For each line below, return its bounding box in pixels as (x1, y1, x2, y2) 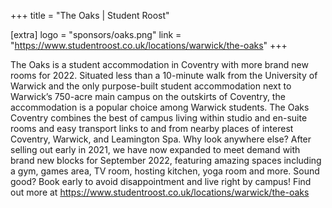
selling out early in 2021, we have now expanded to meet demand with (10, 144, 301, 155)
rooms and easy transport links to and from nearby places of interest (10, 123, 294, 134)
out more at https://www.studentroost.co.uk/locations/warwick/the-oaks (10, 186, 310, 198)
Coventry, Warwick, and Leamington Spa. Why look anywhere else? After (10, 133, 312, 145)
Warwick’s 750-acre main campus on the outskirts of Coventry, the (10, 91, 286, 102)
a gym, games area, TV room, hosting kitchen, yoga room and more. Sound (10, 165, 320, 177)
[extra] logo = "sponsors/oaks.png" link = (10, 29, 182, 40)
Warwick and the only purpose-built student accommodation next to (10, 80, 292, 92)
